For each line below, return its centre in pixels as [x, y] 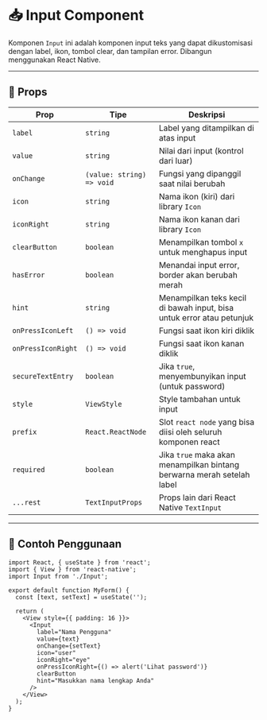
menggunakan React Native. [54, 60]
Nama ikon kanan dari [199, 219]
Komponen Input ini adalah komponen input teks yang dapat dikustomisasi [130, 43]
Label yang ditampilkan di [206, 128]
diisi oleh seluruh [190, 432]
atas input [177, 137]
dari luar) [176, 161]
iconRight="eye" [64, 660]
